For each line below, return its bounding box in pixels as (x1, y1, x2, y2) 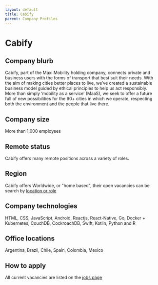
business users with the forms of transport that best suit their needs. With (5, 75, 154, 81)
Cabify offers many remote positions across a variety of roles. (5, 155, 129, 161)
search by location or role (5, 188, 57, 193)
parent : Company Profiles (5, 16, 58, 21)
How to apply (5, 261, 46, 270)
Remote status (5, 142, 50, 151)
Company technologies (5, 202, 78, 211)
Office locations (5, 235, 55, 243)
